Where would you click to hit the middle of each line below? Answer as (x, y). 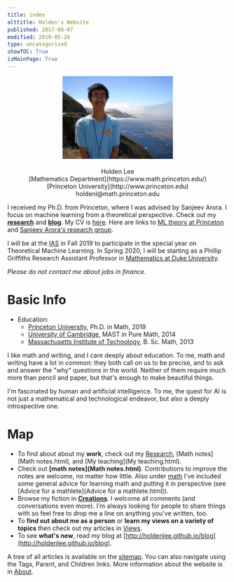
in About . (20, 571)
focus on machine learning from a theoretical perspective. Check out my (112, 214)
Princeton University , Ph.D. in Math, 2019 (87, 326)
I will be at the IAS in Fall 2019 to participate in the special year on (102, 243)
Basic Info (37, 300)
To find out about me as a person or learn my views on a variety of (116, 520)
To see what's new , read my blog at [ (71, 535)
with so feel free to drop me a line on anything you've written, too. (112, 513)
